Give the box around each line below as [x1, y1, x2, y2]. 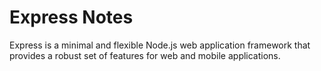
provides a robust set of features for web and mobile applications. [9, 49, 281, 61]
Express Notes [9, 6, 134, 29]
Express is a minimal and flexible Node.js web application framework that [9, 39, 311, 51]
